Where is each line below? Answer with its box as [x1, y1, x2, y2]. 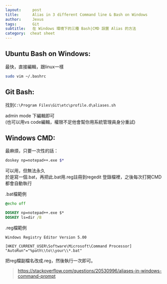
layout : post [5, 7, 42, 13]
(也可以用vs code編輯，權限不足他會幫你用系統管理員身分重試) [5, 119, 136, 125]
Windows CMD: [5, 133, 55, 142]
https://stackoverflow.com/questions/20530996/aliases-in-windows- [17, 267, 162, 273]
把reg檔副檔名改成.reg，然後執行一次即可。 [5, 257, 96, 263]
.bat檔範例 [5, 191, 27, 197]
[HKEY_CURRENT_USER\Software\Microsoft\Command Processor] [5, 244, 132, 249]
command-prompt [17, 273, 56, 279]
